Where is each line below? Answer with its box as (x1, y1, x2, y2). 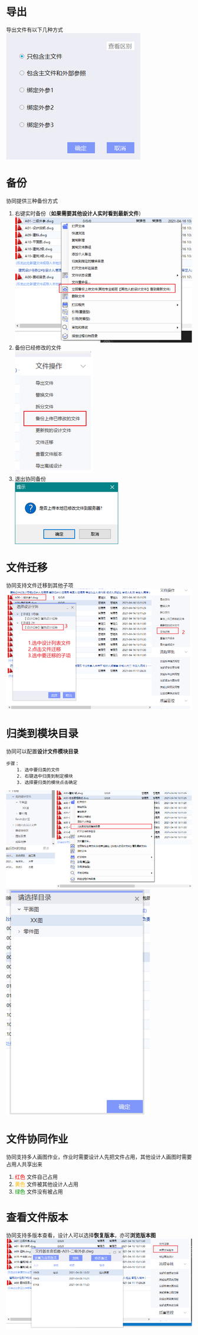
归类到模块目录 (6, 727, 79, 740)
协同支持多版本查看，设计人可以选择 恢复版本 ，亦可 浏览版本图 (6, 1231, 156, 1239)
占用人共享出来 (6, 1161, 42, 1168)
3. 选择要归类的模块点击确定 (16, 779, 78, 786)
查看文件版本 (6, 1211, 69, 1224)
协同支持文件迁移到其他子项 (6, 581, 74, 589)
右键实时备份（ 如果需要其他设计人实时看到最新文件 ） (14, 209, 144, 216)
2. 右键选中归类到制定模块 (16, 773, 73, 779)
